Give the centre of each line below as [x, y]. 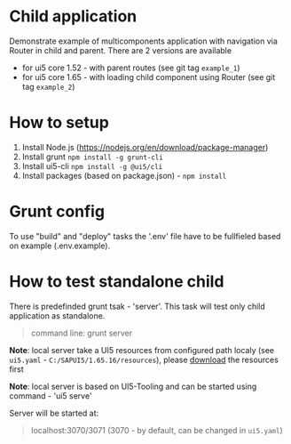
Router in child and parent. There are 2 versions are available [121, 50]
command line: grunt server [82, 333]
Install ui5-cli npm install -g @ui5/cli [92, 165]
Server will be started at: [54, 413]
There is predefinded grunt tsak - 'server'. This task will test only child [138, 306]
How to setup [59, 123]
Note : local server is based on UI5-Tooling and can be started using [133, 386]
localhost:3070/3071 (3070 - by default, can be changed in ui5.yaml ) [157, 430]
